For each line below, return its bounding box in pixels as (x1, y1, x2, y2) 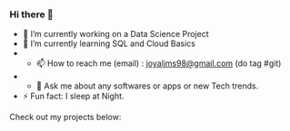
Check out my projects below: (9, 112, 122, 123)
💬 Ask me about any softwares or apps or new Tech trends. (35, 80, 259, 91)
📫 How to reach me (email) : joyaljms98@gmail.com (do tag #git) (35, 58, 282, 69)
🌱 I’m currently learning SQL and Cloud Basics (22, 38, 195, 49)
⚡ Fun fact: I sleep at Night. (22, 90, 125, 102)
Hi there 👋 (9, 8, 55, 21)
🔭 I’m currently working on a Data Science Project (22, 29, 209, 40)
